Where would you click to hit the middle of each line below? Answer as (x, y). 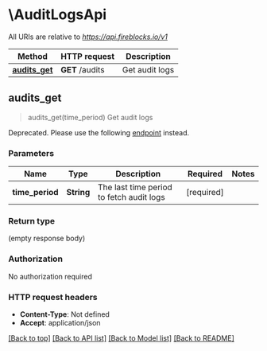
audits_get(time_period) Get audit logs (90, 117)
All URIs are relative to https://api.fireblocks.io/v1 (88, 37)
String (78, 193)
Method (32, 56)
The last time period (135, 187)
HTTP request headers (53, 297)
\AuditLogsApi (58, 15)
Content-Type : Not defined (64, 314)
